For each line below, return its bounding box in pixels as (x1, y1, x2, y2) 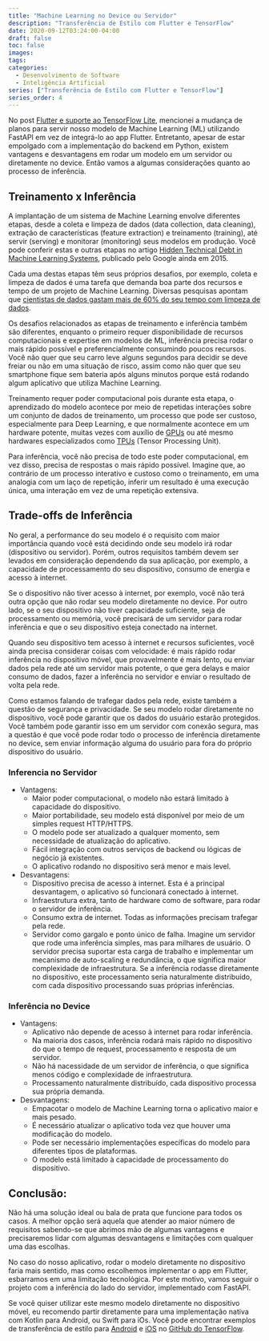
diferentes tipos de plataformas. (31, 1146, 138, 1156)
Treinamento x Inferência (8, 190, 136, 203)
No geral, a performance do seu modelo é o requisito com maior (8, 530, 220, 540)
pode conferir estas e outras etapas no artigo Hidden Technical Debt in (8, 245, 243, 255)
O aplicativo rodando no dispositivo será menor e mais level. (31, 861, 231, 871)
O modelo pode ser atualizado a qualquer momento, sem (31, 828, 220, 837)
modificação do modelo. (31, 1130, 113, 1139)
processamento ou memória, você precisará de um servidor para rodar (8, 613, 243, 623)
